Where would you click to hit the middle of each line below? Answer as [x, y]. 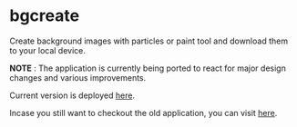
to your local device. [48, 50]
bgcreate [45, 16]
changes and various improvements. [78, 77]
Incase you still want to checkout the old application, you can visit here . [143, 112]
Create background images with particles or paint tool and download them [149, 41]
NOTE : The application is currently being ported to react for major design [148, 68]
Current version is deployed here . [72, 95]
